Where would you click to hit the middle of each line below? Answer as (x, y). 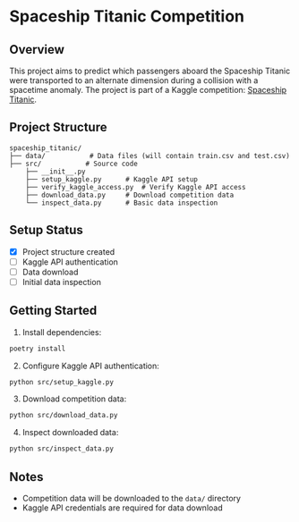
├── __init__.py (56, 172)
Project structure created (68, 251)
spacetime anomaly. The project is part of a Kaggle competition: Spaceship (148, 90)
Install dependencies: (62, 332)
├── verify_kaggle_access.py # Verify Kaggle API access (136, 187)
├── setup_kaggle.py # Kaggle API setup (112, 179)
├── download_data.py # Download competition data (130, 195)
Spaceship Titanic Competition (127, 17)
